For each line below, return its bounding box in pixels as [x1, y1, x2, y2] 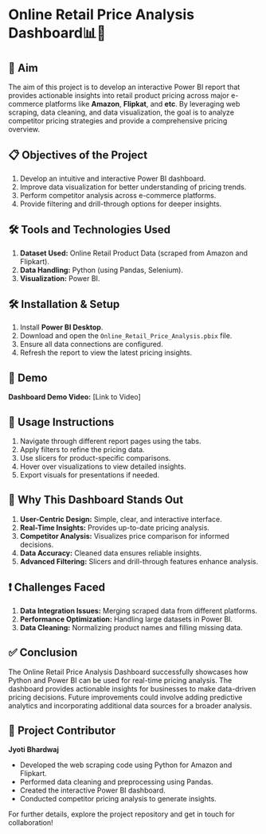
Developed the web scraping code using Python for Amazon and [19, 760, 233, 770]
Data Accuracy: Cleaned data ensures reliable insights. [19, 548, 201, 558]
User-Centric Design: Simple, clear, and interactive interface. [19, 514, 223, 524]
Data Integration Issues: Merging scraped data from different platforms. [19, 606, 257, 615]
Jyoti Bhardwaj [8, 745, 60, 754]
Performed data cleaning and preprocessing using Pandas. [19, 777, 213, 787]
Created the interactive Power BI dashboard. [19, 785, 166, 795]
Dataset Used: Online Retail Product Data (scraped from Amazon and [19, 248, 248, 258]
